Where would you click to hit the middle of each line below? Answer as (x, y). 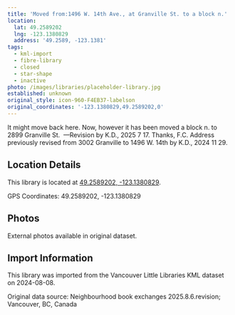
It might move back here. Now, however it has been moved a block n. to (112, 127)
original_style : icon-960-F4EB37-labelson (71, 101)
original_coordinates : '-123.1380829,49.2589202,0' (85, 107)
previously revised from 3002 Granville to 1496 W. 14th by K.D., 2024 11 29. (117, 142)
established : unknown (40, 94)
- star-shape (33, 74)
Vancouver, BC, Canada (42, 304)
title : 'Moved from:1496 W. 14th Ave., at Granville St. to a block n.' (117, 14)
